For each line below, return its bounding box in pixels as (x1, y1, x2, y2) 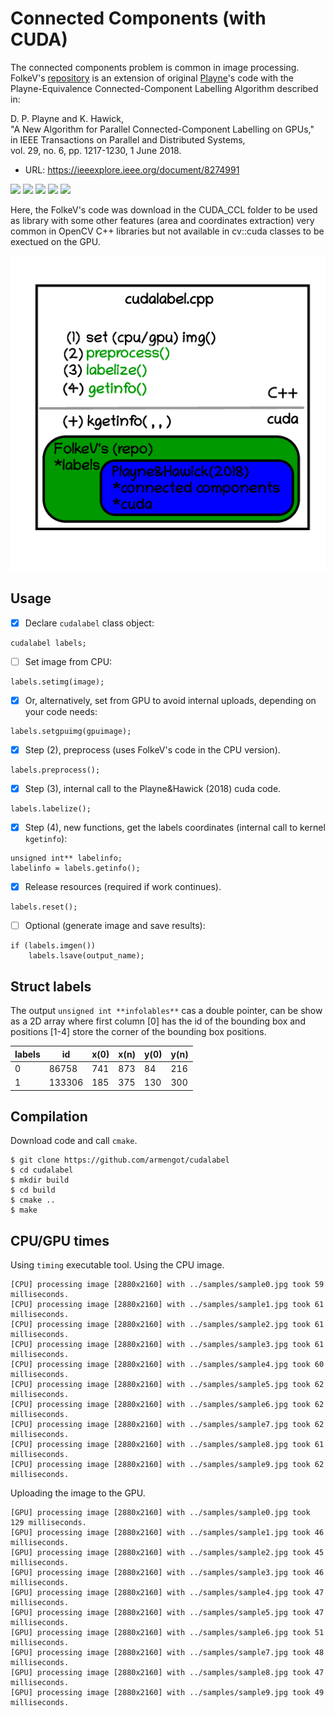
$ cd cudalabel (10, 1165, 74, 1176)
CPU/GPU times (10, 1232, 110, 1249)
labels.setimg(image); (10, 677, 105, 687)
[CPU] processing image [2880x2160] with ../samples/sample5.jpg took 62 (10, 1380, 325, 1390)
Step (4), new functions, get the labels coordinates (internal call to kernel (24, 822, 326, 834)
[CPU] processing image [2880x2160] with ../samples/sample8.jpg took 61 (10, 1440, 325, 1450)
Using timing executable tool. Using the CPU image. (10, 1259, 225, 1271)
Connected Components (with (10, 7, 267, 30)
